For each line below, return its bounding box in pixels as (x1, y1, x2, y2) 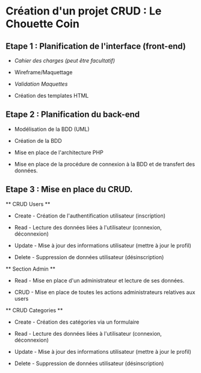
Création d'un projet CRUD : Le (5, 4, 162, 18)
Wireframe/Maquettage (14, 69, 73, 76)
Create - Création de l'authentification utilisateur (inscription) (14, 212, 166, 219)
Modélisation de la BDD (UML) (14, 125, 90, 133)
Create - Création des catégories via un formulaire (14, 318, 140, 325)
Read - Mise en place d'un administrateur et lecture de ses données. (14, 277, 185, 284)
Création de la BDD (14, 137, 63, 144)
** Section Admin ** (5, 265, 55, 272)
